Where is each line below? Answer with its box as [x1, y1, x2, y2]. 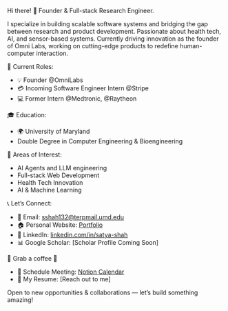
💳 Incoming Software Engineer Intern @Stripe [17, 84, 149, 92]
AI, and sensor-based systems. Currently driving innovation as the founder [7, 34, 219, 43]
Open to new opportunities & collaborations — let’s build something [7, 288, 198, 297]
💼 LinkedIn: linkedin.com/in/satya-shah [17, 231, 128, 239]
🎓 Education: [7, 111, 47, 119]
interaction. [36, 49, 69, 57]
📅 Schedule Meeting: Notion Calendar [17, 268, 125, 276]
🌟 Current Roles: [7, 63, 54, 70]
